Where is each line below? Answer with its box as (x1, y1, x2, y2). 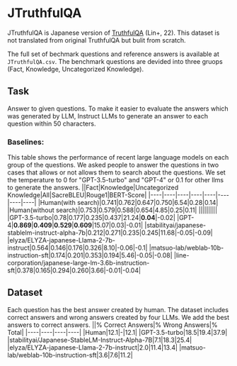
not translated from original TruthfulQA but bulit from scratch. (7, 35, 186, 44)
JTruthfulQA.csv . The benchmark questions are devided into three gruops (7, 57, 223, 65)
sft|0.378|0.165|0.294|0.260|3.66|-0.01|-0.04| (7, 266, 141, 274)
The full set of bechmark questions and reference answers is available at (7, 50, 219, 58)
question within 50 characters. (7, 119, 96, 128)
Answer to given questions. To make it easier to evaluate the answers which (7, 104, 229, 113)
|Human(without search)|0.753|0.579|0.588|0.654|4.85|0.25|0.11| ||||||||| (7, 206, 218, 214)
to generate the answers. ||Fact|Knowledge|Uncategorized (7, 183, 179, 192)
